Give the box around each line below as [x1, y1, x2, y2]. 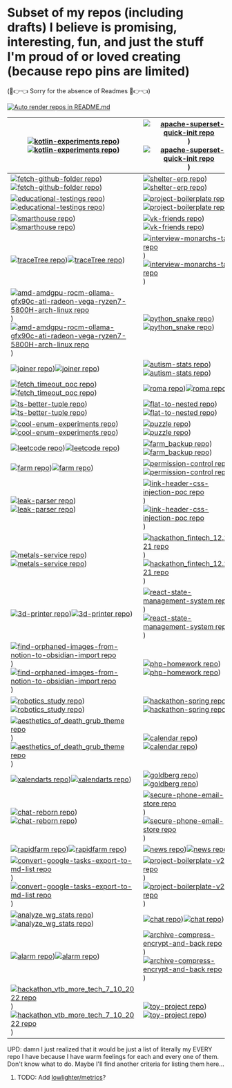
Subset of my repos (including [7, 5, 184, 21]
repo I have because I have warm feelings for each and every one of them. [7, 1052, 220, 1060]
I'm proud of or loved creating [7, 49, 181, 65]
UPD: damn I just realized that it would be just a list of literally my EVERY [7, 1045, 213, 1053]
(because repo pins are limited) [7, 64, 190, 79]
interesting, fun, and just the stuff [7, 35, 204, 50]
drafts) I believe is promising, [7, 19, 177, 35]
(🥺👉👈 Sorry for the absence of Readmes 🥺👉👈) [7, 86, 151, 95]
